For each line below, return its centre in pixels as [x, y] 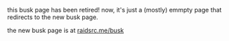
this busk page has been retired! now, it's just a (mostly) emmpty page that [114, 10]
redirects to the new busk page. [53, 17]
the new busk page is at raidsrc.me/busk [65, 30]
